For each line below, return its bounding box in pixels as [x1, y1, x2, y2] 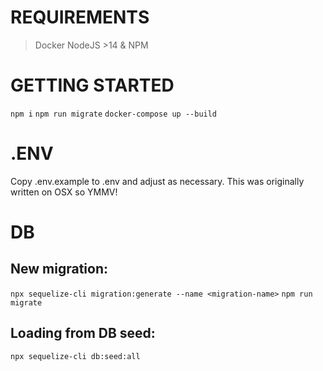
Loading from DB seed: [10, 325, 156, 342]
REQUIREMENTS [10, 6, 150, 29]
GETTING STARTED [10, 74, 175, 97]
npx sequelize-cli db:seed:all [10, 351, 141, 361]
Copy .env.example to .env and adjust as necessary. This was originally [10, 175, 305, 187]
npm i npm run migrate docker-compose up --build [10, 109, 218, 119]
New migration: [10, 261, 108, 278]
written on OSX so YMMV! [10, 186, 118, 198]
